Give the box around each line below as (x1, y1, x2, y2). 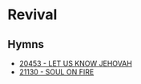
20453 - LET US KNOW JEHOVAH (18, 58, 133, 68)
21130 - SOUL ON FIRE (18, 67, 95, 77)
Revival (7, 6, 58, 24)
